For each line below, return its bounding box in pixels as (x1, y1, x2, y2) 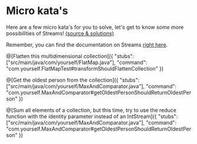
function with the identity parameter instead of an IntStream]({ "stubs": (6, 113, 178, 120)
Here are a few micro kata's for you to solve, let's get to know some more (6, 24, 184, 31)
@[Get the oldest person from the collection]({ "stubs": (6, 76, 140, 83)
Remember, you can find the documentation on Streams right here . (6, 41, 168, 48)
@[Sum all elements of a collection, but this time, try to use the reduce (6, 106, 177, 113)
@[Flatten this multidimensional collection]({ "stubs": (6, 52, 134, 59)
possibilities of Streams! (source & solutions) (6, 29, 115, 36)
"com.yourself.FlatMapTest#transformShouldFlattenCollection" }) (6, 65, 163, 72)
